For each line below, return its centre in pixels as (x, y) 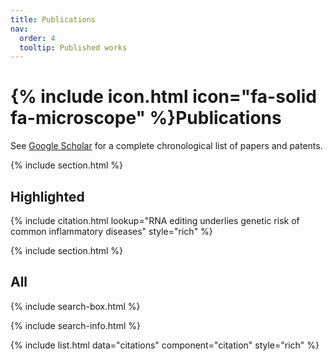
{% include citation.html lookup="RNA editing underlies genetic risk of (155, 220)
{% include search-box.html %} (75, 306)
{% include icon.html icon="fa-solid (163, 97)
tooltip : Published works (73, 47)
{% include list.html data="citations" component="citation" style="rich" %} (165, 345)
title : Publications (53, 19)
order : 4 (37, 38)
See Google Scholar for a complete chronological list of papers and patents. (166, 146)
